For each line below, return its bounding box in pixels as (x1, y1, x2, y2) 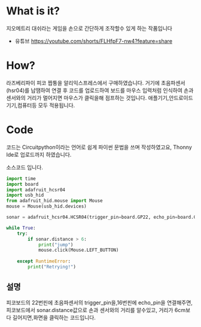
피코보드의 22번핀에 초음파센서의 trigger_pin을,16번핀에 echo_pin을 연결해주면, (6, 299, 193, 306)
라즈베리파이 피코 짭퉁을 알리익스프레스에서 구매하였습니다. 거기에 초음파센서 (6, 79, 185, 86)
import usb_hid (6, 192, 44, 198)
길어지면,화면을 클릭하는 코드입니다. (12, 314, 96, 321)
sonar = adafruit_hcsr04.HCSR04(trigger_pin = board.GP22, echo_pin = (6, 214, 178, 221)
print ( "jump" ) (38, 242, 74, 247)
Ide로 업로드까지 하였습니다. (6, 151, 72, 158)
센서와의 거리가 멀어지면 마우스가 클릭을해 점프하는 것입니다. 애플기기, (6, 94, 169, 101)
